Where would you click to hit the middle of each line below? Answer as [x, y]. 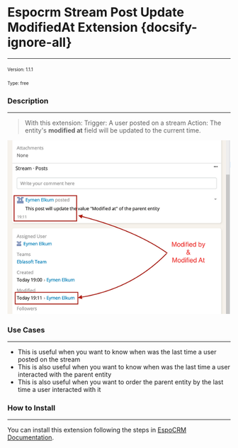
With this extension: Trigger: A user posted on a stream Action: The [123, 123]
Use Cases [26, 330]
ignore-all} [40, 43]
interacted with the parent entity [64, 374]
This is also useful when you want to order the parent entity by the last [120, 382]
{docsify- [169, 27]
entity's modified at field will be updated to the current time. [113, 130]
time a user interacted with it [59, 389]
